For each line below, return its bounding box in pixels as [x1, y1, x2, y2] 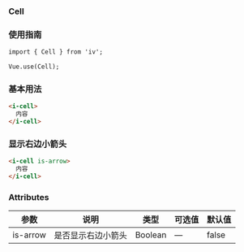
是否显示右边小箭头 [54, 230, 128, 241]
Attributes [8, 191, 49, 202]
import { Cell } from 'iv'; [8, 48, 104, 56]
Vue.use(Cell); [8, 63, 60, 71]
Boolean [135, 229, 167, 241]
